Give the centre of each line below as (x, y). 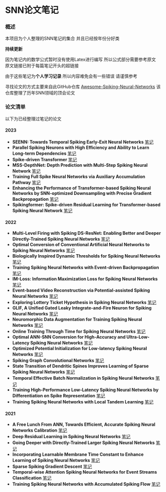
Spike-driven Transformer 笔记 (45, 159)
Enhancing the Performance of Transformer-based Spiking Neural (82, 188)
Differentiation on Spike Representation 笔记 (59, 396)
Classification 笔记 (32, 478)
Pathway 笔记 (26, 182)
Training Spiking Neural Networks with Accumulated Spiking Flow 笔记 (86, 484)
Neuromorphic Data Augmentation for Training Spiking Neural (77, 319)
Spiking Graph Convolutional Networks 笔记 (58, 360)
